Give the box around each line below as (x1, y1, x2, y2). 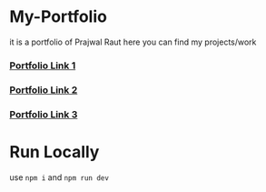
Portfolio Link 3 (9, 107, 78, 120)
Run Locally (9, 141, 100, 162)
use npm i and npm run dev (9, 171, 109, 183)
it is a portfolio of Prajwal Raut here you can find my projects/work (9, 36, 257, 47)
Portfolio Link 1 (9, 59, 76, 72)
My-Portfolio (9, 6, 107, 27)
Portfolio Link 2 (9, 84, 78, 96)
